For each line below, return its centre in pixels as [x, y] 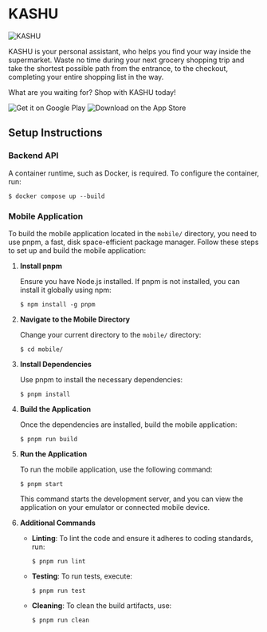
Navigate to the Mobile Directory [75, 319]
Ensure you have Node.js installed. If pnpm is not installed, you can [130, 281]
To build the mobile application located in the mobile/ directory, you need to [133, 233]
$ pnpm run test [59, 591]
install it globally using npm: [65, 290]
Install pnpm [41, 266]
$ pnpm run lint [59, 561]
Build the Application [55, 409]
